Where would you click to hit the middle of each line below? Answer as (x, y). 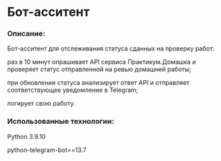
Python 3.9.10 (27, 136)
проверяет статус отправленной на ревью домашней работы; (99, 69)
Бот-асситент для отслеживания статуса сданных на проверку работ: (111, 48)
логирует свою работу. (41, 104)
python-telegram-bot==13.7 (47, 150)
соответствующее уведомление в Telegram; (73, 90)
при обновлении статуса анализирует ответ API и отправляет (98, 83)
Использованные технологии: (61, 122)
